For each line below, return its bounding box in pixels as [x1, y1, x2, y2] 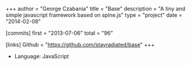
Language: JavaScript [14, 53, 69, 59]
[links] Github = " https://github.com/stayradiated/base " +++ [5, 41, 155, 48]
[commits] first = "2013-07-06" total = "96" [5, 29, 113, 37]
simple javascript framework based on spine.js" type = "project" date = [5, 11, 183, 19]
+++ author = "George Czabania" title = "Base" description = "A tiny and [5, 5, 186, 12]
